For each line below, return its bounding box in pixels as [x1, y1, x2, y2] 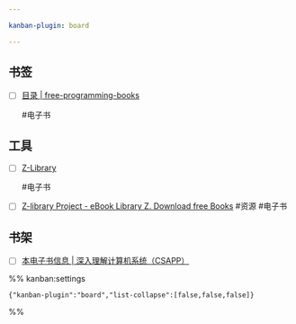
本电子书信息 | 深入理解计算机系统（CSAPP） [21, 256, 190, 266]
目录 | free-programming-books [21, 90, 140, 101]
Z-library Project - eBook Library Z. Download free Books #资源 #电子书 [21, 201, 288, 211]
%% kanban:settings [8, 274, 86, 284]
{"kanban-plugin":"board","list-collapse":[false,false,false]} [8, 291, 255, 300]
